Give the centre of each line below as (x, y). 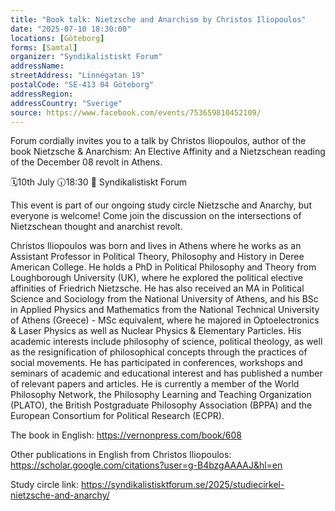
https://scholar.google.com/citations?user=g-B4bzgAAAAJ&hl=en (146, 465)
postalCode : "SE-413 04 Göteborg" (82, 85)
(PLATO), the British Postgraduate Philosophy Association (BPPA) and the (161, 405)
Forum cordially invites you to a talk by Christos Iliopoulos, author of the (158, 141)
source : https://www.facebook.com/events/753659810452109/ (136, 112)
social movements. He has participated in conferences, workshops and (156, 363)
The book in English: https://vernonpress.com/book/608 (126, 435)
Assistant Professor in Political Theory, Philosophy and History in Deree (157, 257)
